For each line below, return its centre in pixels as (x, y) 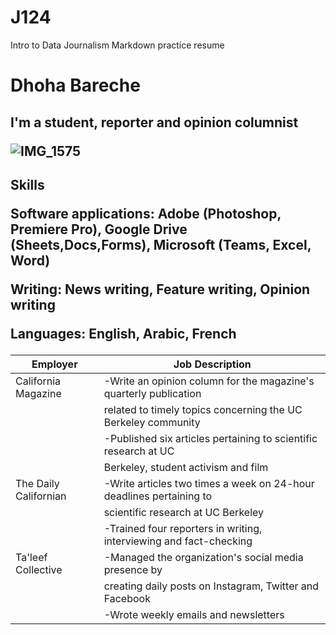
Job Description (212, 364)
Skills (27, 184)
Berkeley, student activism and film (186, 467)
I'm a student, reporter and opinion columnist (154, 122)
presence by (133, 569)
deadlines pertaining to (158, 496)
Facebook (127, 598)
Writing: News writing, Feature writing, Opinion (160, 289)
